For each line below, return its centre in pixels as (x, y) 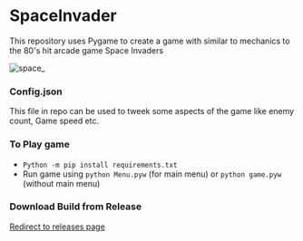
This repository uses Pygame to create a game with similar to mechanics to (150, 41)
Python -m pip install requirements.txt (100, 165)
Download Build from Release (76, 207)
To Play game (40, 144)
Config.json (36, 92)
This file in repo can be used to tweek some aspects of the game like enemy (152, 111)
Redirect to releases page (58, 227)
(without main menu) (61, 183)
